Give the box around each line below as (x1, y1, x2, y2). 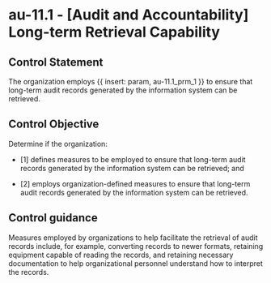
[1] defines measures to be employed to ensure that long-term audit (19, 154, 246, 164)
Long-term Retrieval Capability (8, 23, 221, 41)
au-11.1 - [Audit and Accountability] (8, 6, 249, 24)
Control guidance (8, 211, 99, 225)
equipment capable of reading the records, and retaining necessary (8, 250, 234, 259)
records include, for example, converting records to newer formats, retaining (8, 241, 264, 251)
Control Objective (8, 118, 100, 131)
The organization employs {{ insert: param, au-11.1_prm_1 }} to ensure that (8, 77, 253, 86)
